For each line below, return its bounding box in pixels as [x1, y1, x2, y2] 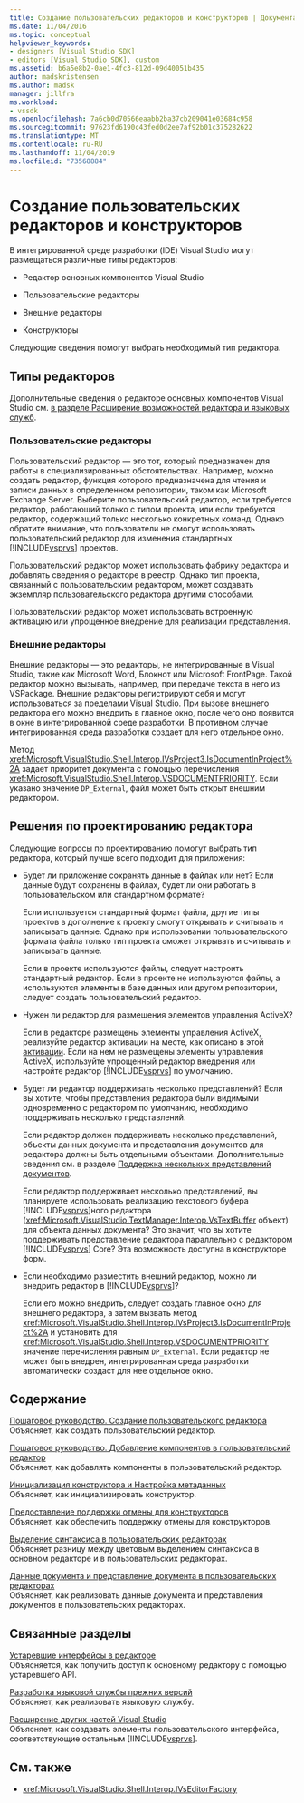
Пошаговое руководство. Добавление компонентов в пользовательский [9, 1443, 291, 1454]
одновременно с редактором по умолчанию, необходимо [22, 1102, 249, 1113]
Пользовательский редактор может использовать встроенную [9, 606, 253, 617]
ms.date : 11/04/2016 [9, 22, 88, 31]
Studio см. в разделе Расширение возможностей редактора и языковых [9, 403, 290, 414]
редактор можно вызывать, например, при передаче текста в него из [9, 677, 280, 689]
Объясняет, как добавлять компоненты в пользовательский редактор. [9, 1462, 283, 1473]
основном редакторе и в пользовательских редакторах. [9, 1553, 228, 1564]
